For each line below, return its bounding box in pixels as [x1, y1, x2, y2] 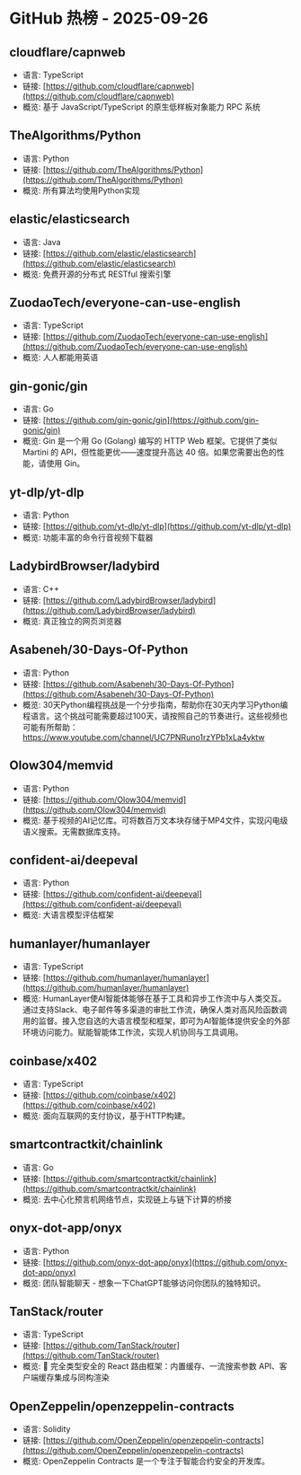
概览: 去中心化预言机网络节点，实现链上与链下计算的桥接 [22, 1194, 232, 1205]
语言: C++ [22, 583, 60, 594]
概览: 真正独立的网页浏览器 [22, 615, 122, 626]
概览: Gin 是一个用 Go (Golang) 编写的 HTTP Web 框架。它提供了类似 [22, 436, 278, 446]
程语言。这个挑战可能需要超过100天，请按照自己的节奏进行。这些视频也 [22, 711, 288, 721]
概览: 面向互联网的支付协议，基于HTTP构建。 [22, 1110, 190, 1121]
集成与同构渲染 [53, 1372, 110, 1383]
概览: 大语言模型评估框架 [22, 909, 114, 921]
